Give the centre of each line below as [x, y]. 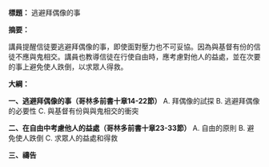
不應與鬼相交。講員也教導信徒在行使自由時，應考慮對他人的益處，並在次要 [138, 57]
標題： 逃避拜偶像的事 [44, 12]
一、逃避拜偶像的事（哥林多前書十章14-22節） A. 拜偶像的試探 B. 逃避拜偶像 [134, 101]
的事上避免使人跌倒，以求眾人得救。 [68, 67]
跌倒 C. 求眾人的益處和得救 [74, 138]
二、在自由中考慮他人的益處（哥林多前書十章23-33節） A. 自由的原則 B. [127, 128]
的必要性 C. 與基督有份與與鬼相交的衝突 [74, 111]
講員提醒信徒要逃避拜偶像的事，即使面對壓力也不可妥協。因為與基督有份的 [131, 47]
